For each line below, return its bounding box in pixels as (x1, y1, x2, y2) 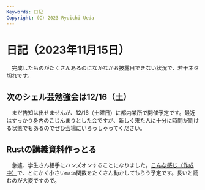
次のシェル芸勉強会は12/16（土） (6, 91, 132, 102)
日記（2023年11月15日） (6, 43, 130, 57)
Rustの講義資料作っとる (6, 144, 97, 154)
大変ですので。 (22, 177, 60, 184)
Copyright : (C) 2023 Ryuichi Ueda (6, 15, 95, 21)
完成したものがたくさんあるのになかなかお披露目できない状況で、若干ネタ (11, 64, 199, 72)
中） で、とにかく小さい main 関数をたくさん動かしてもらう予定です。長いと (6, 169, 193, 177)
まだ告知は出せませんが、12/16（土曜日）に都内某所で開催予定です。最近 (11, 109, 196, 116)
